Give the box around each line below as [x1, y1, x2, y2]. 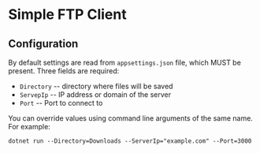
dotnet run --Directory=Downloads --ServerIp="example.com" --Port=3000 [8, 137, 252, 145]
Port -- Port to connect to [19, 99, 103, 107]
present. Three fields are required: [8, 66, 120, 76]
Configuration [8, 37, 79, 50]
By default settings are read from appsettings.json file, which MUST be [8, 58, 242, 67]
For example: [8, 122, 51, 131]
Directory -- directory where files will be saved [19, 81, 173, 91]
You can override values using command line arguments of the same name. [8, 114, 254, 123]
